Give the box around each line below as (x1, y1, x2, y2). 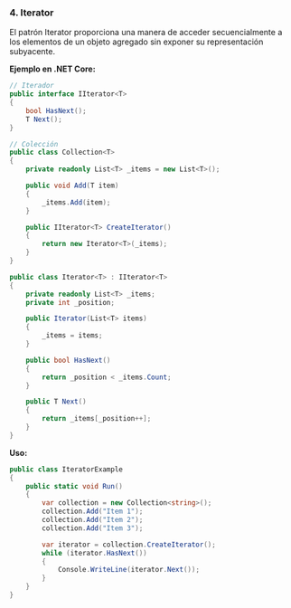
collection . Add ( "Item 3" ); (42, 523, 144, 533)
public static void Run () (25, 481, 124, 490)
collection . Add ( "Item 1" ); (42, 507, 144, 517)
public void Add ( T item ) (25, 181, 119, 191)
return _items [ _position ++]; (42, 414, 152, 423)
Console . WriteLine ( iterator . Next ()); (57, 565, 201, 575)
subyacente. (9, 46, 56, 57)
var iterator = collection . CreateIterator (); (42, 540, 217, 549)
